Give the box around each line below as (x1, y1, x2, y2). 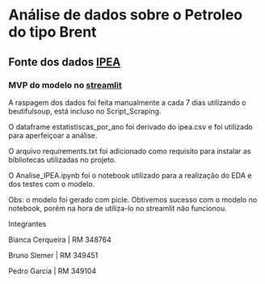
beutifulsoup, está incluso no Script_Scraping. (8, 106, 162, 116)
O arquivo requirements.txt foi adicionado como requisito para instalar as (8, 146, 251, 155)
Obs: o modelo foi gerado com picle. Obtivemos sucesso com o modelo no (8, 194, 258, 204)
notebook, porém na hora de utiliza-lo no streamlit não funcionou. (8, 203, 228, 213)
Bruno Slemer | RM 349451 (8, 250, 99, 260)
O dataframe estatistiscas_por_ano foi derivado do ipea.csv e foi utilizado (8, 121, 253, 131)
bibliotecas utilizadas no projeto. (8, 155, 117, 164)
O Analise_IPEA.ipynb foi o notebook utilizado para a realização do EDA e (8, 170, 252, 180)
